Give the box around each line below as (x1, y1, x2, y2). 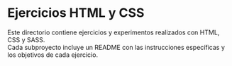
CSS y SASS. (7, 35, 45, 44)
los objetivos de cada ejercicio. (7, 51, 98, 59)
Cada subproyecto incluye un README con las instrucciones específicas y (7, 43, 225, 51)
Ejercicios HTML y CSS (7, 5, 145, 21)
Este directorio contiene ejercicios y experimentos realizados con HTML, (7, 28, 220, 37)
